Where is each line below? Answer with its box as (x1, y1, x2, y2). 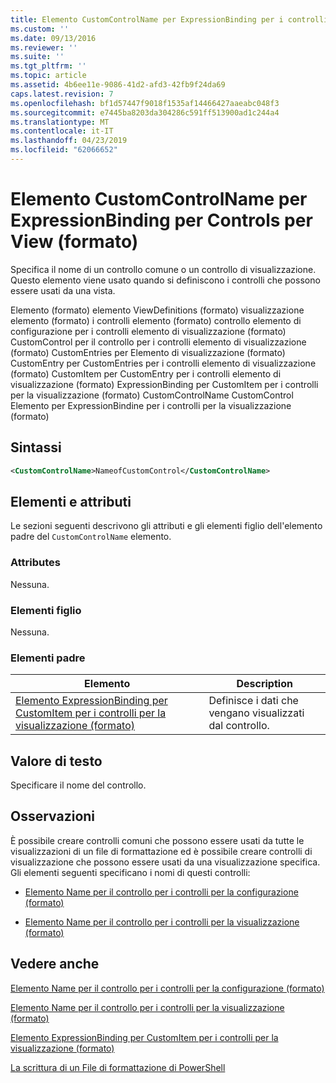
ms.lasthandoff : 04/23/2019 (10, 136, 128, 146)
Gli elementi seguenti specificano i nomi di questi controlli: (10, 866, 251, 878)
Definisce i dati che (208, 694, 299, 708)
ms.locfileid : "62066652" (10, 145, 118, 155)
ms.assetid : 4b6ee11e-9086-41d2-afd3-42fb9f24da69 (10, 80, 226, 90)
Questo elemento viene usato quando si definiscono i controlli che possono (10, 274, 321, 286)
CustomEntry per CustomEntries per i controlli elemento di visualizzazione (10, 357, 317, 369)
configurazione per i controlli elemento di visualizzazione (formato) (10, 325, 287, 337)
